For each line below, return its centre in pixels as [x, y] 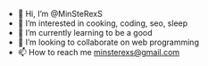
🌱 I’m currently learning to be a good [85, 33]
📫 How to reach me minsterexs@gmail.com [99, 52]
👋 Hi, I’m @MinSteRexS [60, 14]
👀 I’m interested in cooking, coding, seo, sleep [103, 23]
